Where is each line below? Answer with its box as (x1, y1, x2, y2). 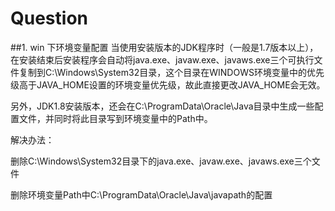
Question (10, 7, 88, 30)
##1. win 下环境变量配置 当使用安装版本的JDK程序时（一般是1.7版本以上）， (10, 41, 319, 53)
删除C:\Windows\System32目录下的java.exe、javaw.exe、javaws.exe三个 (10, 155, 312, 167)
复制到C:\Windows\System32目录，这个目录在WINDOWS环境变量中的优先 (18, 66, 325, 78)
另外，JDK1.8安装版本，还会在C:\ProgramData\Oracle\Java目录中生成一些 (10, 100, 315, 112)
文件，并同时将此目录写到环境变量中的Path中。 (18, 112, 213, 124)
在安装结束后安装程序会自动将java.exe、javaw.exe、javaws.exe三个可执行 (10, 53, 315, 66)
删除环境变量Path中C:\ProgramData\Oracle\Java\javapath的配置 (10, 188, 273, 201)
